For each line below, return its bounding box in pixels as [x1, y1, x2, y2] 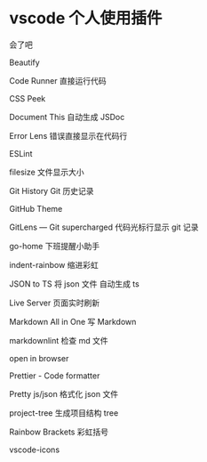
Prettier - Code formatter [9, 370, 100, 381]
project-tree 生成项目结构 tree [9, 407, 119, 418]
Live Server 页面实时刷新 [9, 297, 100, 308]
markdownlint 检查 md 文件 [9, 335, 108, 345]
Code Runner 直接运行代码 [9, 75, 107, 85]
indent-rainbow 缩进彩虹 [9, 259, 100, 270]
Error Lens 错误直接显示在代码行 [9, 130, 128, 141]
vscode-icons [9, 444, 60, 455]
